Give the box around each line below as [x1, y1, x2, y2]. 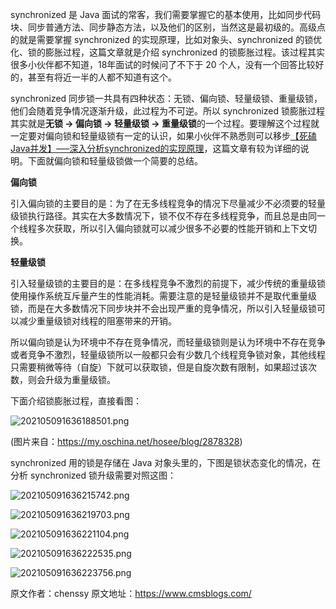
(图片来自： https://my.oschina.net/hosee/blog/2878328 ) [10, 436, 243, 447]
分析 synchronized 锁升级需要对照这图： [10, 469, 177, 481]
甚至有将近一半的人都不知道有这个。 [27, 71, 177, 83]
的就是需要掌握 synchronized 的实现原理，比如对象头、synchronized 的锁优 [10, 34, 323, 45]
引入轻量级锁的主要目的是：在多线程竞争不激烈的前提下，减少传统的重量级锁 [10, 278, 326, 289]
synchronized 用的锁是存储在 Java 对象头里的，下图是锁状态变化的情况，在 [10, 457, 322, 468]
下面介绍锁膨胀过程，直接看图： [10, 395, 142, 407]
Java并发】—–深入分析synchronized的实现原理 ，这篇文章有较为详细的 [10, 143, 301, 154]
